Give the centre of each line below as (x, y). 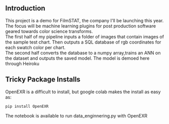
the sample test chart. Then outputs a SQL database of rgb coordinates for (83, 42)
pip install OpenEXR (27, 106)
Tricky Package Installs (43, 80)
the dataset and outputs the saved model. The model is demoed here (77, 58)
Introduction (25, 8)
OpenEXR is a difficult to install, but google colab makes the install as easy (83, 92)
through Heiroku (22, 63)
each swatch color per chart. (36, 47)
